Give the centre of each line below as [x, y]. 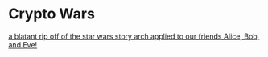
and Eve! [23, 44]
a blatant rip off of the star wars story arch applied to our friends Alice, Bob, [134, 36]
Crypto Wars [52, 14]
